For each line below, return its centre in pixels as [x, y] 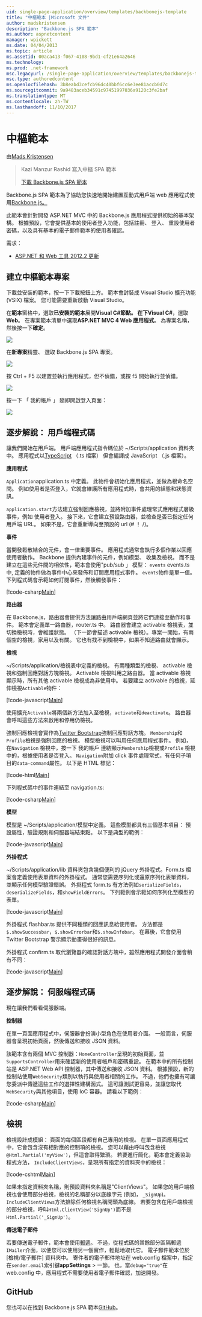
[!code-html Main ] [28, 775]
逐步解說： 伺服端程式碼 [50, 992]
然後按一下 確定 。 [27, 328]
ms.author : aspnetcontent [38, 34]
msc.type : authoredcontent [40, 79]
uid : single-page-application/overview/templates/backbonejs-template [96, 12]
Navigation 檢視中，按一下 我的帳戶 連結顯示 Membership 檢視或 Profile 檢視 [104, 748]
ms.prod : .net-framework [37, 68]
